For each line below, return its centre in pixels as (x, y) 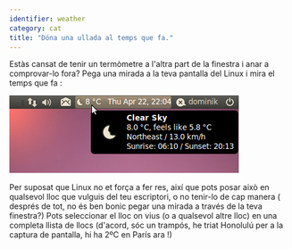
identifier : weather (48, 19)
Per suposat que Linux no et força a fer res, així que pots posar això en (139, 187)
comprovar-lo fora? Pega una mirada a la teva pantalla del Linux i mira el (142, 74)
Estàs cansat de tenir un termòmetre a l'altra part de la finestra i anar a (139, 64)
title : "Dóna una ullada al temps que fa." (92, 37)
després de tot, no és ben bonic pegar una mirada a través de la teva (136, 206)
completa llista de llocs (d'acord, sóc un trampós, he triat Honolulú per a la (146, 225)
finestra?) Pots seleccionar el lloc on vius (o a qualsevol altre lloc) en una (143, 216)
